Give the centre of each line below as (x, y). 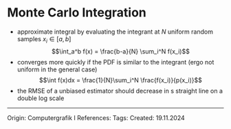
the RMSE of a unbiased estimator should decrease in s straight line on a (120, 91)
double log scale (41, 98)
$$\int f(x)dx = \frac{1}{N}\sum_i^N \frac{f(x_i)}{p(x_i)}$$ (121, 80)
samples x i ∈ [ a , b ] (44, 39)
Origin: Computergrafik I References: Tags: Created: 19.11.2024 (96, 117)
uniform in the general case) (57, 69)
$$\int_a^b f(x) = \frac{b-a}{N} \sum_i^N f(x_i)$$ (121, 51)
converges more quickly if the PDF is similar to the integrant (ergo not (115, 62)
